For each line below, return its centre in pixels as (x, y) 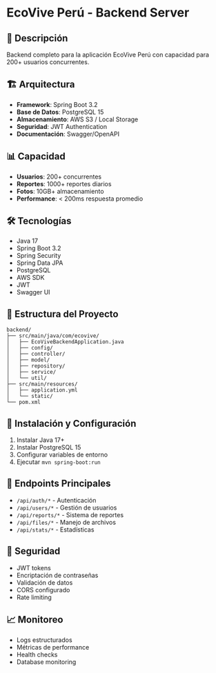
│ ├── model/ (28, 360)
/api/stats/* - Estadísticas (55, 530)
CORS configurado (43, 590)
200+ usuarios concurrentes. (48, 62)
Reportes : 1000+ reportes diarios (64, 183)
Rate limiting (34, 597)
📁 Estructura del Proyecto (62, 314)
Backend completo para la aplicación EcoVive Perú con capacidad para (108, 54)
